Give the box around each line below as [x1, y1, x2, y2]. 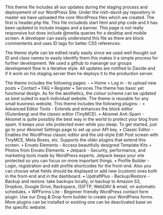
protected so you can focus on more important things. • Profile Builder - [5, 158, 149, 163]
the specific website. [5, 204, 47, 210]
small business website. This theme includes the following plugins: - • [5, 101, 145, 106]
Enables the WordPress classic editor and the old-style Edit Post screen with [5, 132, 159, 137]
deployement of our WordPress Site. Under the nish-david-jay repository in [5, 9, 156, 15]
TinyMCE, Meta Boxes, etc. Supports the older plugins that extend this [5, 137, 146, 143]
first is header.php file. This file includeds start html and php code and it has [5, 20, 158, 25]
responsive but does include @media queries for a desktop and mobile [5, 30, 147, 36]
